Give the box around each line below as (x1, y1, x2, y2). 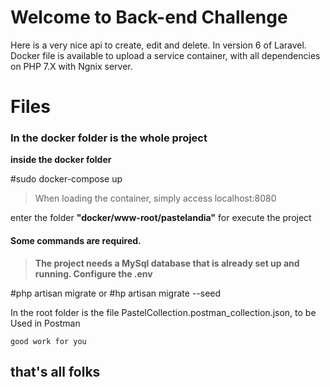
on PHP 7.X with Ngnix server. (10, 60, 133, 72)
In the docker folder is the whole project (10, 131, 208, 145)
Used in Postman (10, 317, 81, 329)
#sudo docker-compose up (10, 173, 123, 185)
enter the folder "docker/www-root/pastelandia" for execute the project (10, 212, 312, 224)
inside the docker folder (10, 154, 112, 166)
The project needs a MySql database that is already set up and (34, 257, 300, 269)
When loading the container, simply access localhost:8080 (34, 192, 277, 205)
